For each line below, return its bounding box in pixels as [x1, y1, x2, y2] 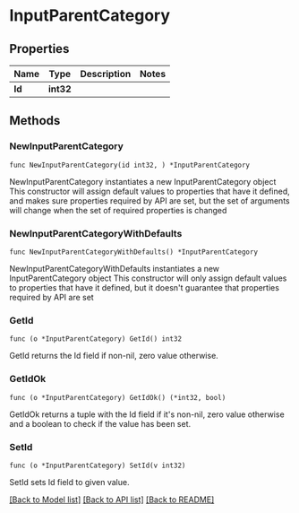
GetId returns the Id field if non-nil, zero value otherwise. [9, 351, 219, 361]
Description [80, 68, 132, 80]
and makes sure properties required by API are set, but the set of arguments [9, 195, 290, 206]
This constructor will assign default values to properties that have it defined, [9, 186, 291, 196]
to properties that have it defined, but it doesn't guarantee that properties [9, 282, 280, 292]
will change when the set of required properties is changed [9, 204, 227, 215]
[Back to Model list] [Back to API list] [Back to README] [9, 494, 215, 505]
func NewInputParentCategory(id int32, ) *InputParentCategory [9, 161, 251, 170]
